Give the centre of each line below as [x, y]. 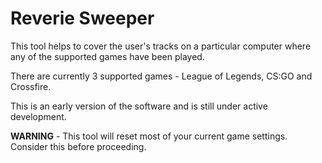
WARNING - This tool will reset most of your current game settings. [149, 136]
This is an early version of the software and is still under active [139, 106]
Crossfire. [31, 86]
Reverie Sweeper [82, 18]
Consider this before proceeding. [78, 146]
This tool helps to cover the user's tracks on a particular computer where [161, 46]
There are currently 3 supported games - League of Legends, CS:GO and [161, 76]
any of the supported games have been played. [107, 56]
